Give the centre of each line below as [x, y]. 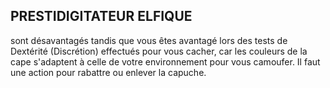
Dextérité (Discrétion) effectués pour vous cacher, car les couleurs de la [159, 51]
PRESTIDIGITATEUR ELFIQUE [101, 16]
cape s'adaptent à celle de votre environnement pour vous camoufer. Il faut [165, 61]
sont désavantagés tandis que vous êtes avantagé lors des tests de [149, 40]
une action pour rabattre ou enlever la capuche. [108, 72]
